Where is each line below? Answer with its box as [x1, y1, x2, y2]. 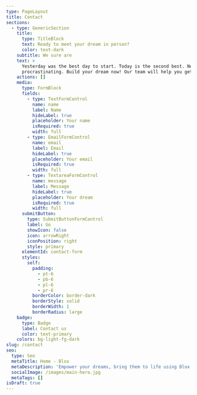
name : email [32, 139, 62, 146]
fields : [21, 91, 41, 96]
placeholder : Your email [32, 156, 93, 162]
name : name [32, 101, 59, 108]
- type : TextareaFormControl [27, 173, 98, 179]
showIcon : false [27, 227, 67, 233]
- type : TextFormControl [27, 96, 88, 102]
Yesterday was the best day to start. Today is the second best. [21, 63, 185, 69]
